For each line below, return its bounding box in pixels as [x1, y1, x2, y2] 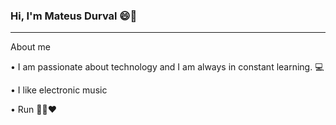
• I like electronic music [10, 84, 108, 96]
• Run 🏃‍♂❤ [10, 104, 57, 116]
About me [10, 41, 51, 53]
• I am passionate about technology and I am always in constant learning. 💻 [10, 61, 325, 73]
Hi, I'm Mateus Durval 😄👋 [10, 9, 138, 23]
